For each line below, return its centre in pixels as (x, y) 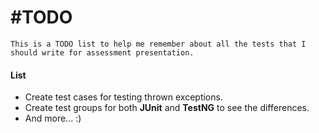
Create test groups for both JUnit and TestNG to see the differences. (167, 108)
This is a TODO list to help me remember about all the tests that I (158, 44)
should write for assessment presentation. (102, 52)
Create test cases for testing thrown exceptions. (123, 97)
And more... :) (53, 118)
